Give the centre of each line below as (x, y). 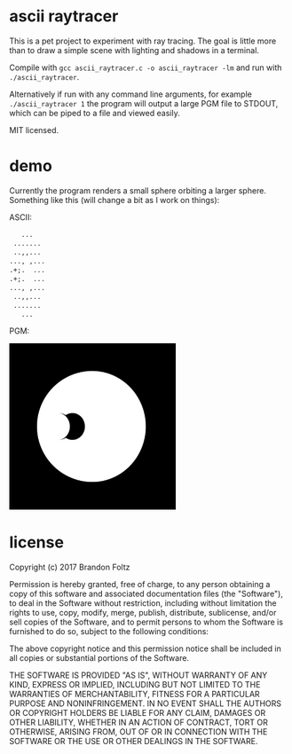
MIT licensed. (34, 130)
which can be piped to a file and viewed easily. (95, 113)
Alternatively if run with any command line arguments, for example (131, 94)
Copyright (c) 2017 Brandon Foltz (70, 567)
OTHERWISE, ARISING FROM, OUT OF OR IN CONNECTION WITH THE (138, 731)
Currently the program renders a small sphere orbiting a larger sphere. (138, 190)
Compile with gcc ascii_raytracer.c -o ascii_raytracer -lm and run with (146, 67)
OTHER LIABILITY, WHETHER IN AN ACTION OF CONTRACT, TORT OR (138, 722)
